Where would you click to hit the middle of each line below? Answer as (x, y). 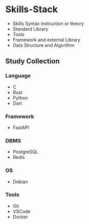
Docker (20, 217)
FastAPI (21, 127)
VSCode (21, 211)
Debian (20, 182)
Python (20, 97)
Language (18, 76)
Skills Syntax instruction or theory (48, 23)
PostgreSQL (25, 152)
